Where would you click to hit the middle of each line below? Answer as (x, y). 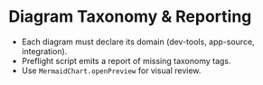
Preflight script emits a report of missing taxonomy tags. (126, 61)
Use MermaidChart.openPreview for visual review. (111, 71)
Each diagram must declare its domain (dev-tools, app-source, (138, 42)
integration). (44, 51)
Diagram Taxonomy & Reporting (130, 17)
